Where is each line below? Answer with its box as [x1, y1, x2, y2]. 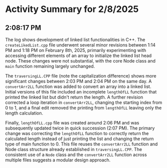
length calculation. [5, 110, 43, 116]
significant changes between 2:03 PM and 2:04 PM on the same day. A [5, 78, 152, 84]
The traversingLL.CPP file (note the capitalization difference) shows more [5, 73, 156, 78]
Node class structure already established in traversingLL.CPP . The [5, 146, 142, 152]
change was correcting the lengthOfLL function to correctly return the [5, 130, 149, 136]
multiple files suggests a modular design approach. [5, 157, 111, 163]
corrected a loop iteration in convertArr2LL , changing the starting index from [5, 99, 162, 105]
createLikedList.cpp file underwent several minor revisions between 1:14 [5, 42, 156, 48]
